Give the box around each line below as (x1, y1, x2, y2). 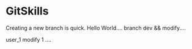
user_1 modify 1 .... (6, 36, 51, 43)
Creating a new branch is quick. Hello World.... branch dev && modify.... (6, 24, 186, 31)
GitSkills (6, 4, 49, 18)
